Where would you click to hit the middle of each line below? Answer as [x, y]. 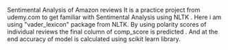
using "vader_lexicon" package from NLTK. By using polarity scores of [107, 24]
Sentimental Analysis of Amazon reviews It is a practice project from [104, 10]
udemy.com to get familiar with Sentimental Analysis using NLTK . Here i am [114, 17]
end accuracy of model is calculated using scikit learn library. [94, 39]
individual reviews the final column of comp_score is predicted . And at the [113, 32]
